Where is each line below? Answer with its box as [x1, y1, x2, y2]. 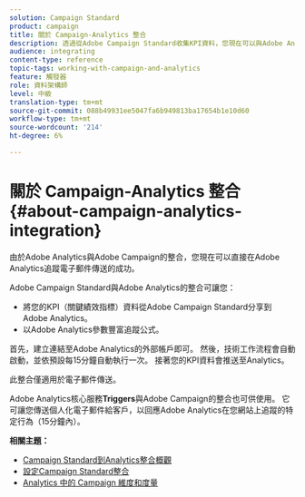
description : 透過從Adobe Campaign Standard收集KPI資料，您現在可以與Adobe [9, 38, 283, 48]
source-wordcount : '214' [9, 123, 103, 132]
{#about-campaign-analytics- [9, 201, 242, 222]
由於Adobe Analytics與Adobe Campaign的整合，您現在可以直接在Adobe [9, 251, 280, 262]
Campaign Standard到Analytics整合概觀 [22, 454, 172, 465]
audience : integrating [9, 47, 95, 56]
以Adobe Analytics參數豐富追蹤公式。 [22, 324, 164, 335]
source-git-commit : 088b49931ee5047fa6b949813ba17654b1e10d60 [9, 106, 250, 115]
